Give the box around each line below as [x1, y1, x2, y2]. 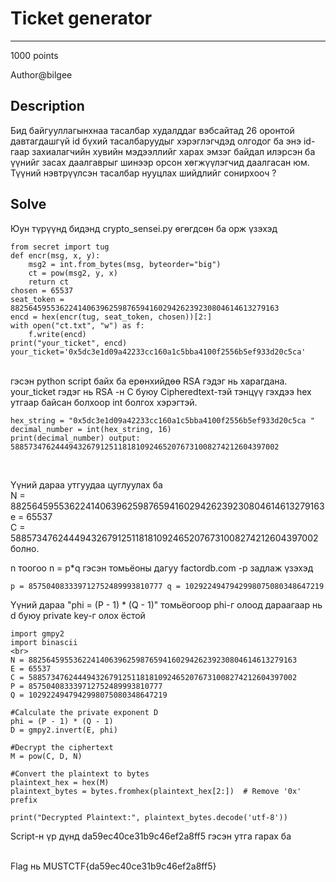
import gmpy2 [10, 628, 65, 639]
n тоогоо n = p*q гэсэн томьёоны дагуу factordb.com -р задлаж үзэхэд [10, 562, 314, 574]
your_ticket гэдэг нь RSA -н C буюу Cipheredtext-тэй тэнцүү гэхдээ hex [10, 385, 312, 397]
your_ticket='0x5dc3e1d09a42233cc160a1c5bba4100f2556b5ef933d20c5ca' [10, 347, 307, 357]
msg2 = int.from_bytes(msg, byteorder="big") [28, 259, 222, 269]
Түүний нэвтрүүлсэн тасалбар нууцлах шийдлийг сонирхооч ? [10, 167, 277, 179]
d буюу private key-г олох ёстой [10, 609, 146, 621]
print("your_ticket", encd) [10, 338, 128, 348]
